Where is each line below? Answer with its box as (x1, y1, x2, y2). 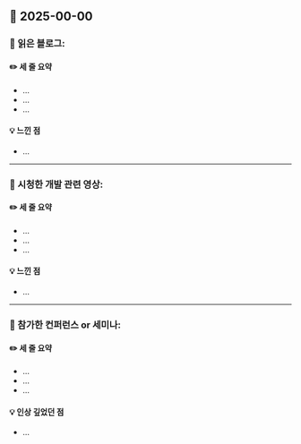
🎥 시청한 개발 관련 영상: (9, 178, 104, 191)
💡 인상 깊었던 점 (9, 406, 64, 417)
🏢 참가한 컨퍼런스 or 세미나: (9, 319, 121, 331)
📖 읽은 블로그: (9, 38, 65, 50)
